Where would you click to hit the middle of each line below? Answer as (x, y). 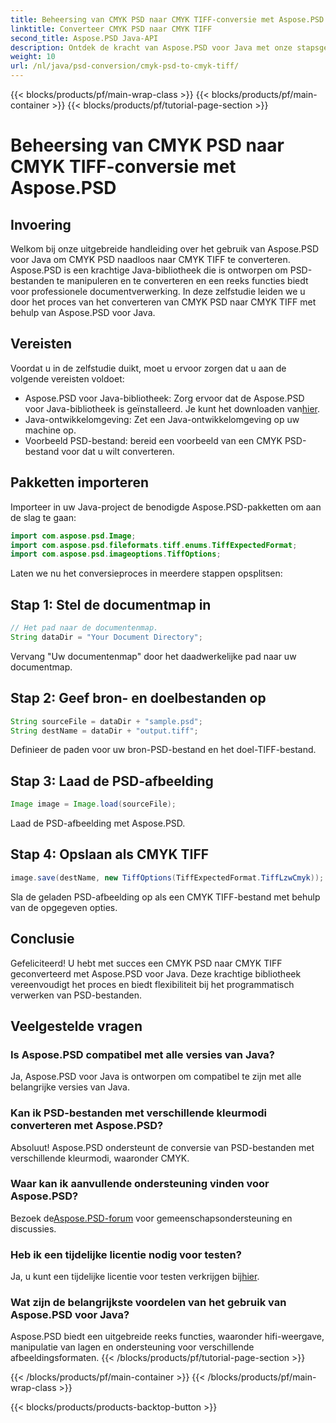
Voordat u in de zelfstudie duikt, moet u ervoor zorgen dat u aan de (148, 368)
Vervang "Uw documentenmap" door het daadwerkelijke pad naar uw (153, 656)
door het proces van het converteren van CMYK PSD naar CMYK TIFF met (163, 302)
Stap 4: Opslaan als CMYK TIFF (110, 854)
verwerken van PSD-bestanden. (76, 995)
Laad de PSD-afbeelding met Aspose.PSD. (98, 823)
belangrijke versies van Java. (70, 1087)
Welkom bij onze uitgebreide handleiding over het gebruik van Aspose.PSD (164, 249)
